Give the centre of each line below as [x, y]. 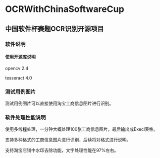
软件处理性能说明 [26, 117]
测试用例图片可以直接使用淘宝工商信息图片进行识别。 [59, 103]
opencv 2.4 [17, 68]
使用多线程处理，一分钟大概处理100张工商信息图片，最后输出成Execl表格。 [81, 129]
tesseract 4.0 [19, 78]
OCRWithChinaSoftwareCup [65, 9]
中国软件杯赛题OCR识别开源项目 [54, 29]
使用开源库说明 [20, 57]
